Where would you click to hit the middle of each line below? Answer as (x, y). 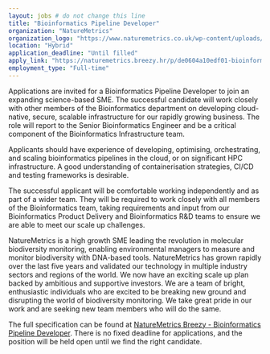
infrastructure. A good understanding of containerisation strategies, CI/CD (131, 167)
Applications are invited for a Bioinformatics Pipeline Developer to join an (129, 91)
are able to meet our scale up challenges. (77, 224)
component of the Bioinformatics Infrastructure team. (96, 134)
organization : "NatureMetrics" (61, 31)
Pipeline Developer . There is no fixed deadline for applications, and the (125, 333)
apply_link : (28, 61)
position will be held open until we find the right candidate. (105, 341)
